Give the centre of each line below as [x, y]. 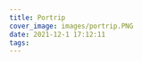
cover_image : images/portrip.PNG [71, 26]
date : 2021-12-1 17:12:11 [57, 34]
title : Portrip [38, 17]
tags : [19, 43]
